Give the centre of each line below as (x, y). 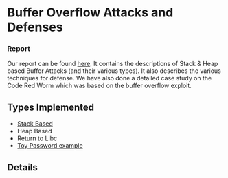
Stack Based (35, 124)
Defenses (35, 27)
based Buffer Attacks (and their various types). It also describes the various (114, 71)
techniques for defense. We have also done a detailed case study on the (110, 78)
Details (22, 167)
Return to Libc (37, 138)
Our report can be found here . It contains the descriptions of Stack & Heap (113, 64)
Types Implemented (51, 107)
